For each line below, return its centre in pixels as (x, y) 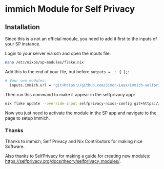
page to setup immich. (28, 118)
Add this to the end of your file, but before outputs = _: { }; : (67, 71)
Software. (15, 146)
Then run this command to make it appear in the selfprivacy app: (70, 94)
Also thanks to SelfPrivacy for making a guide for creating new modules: (78, 156)
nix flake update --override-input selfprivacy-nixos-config (69, 104)
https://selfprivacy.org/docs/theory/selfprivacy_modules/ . (63, 161)
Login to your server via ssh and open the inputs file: (58, 53)
